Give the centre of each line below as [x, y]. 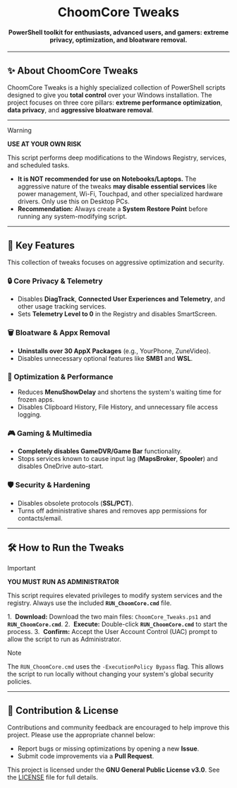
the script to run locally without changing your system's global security [110, 674]
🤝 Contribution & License [63, 710]
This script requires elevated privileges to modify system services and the [115, 596]
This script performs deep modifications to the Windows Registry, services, [117, 158]
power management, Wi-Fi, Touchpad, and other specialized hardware [120, 194]
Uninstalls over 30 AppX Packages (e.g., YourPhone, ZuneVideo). [114, 351]
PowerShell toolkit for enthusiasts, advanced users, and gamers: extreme [119, 32]
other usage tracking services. [62, 306]
